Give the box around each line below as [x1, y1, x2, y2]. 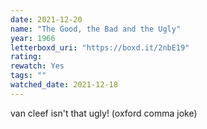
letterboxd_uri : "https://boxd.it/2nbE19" [10, 42, 190, 53]
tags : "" [10, 71, 47, 81]
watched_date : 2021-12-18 [10, 80, 118, 90]
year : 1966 [10, 33, 56, 43]
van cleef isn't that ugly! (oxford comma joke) [10, 107, 198, 119]
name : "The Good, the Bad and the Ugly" [10, 24, 182, 34]
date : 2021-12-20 [10, 14, 83, 25]
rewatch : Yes [10, 61, 65, 71]
